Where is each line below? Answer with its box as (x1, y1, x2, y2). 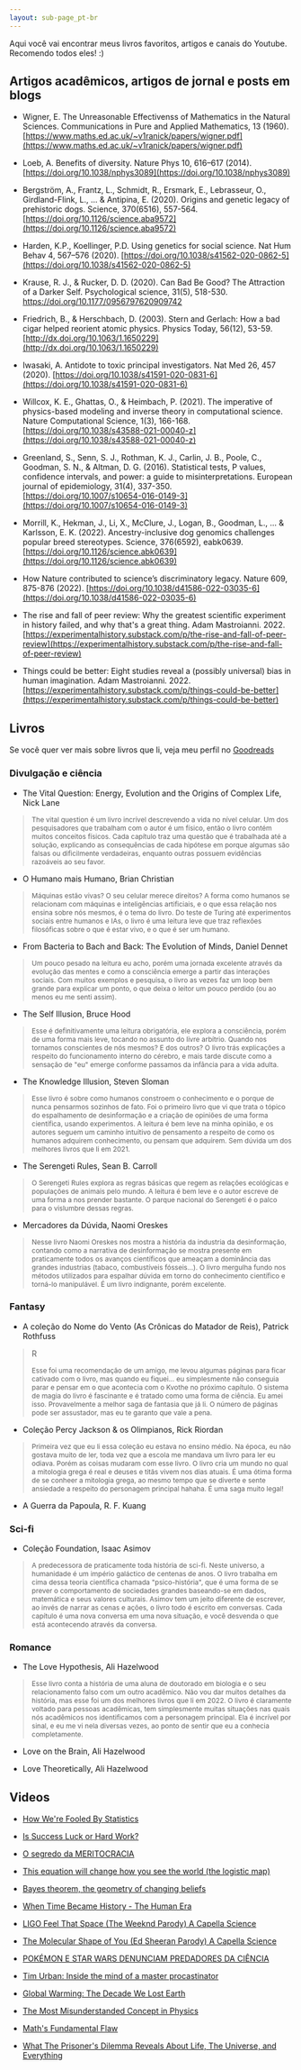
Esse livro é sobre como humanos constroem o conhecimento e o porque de (31, 1093, 275, 1103)
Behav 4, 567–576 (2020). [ (22, 250, 124, 261)
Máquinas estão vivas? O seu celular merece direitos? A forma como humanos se (31, 890, 290, 900)
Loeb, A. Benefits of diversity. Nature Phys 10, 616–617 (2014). (22, 158, 252, 169)
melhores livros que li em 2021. (31, 1144, 130, 1154)
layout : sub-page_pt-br (9, 13, 99, 23)
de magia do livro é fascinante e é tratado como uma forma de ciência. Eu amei (31, 1391, 283, 1400)
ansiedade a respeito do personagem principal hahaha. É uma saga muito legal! (31, 1483, 285, 1493)
